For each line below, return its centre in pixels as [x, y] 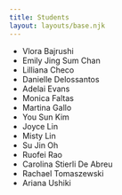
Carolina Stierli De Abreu [67, 164]
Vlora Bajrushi [48, 51]
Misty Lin [39, 136]
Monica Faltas [48, 97]
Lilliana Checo [48, 70]
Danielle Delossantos [61, 79]
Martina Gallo [47, 107]
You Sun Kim [45, 117]
